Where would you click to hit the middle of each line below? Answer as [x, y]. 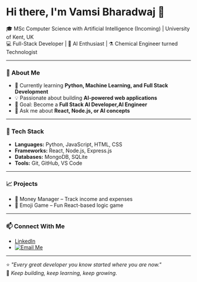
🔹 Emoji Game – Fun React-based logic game [69, 205]
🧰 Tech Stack [25, 131]
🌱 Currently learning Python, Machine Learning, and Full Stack [91, 86]
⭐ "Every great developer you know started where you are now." [84, 265]
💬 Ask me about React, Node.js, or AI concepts [72, 111]
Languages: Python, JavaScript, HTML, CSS [68, 144]
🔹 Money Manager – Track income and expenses [74, 199]
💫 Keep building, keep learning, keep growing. [62, 273]
